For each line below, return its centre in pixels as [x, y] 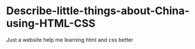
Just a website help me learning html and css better [70, 40]
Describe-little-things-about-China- [98, 11]
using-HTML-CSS [51, 23]
